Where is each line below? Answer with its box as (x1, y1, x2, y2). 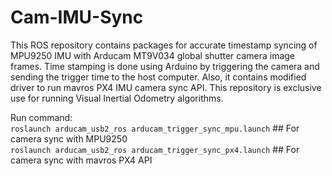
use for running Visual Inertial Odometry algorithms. (10, 92, 224, 104)
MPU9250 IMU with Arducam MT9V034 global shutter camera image (10, 49, 296, 61)
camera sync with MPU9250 (10, 132, 128, 145)
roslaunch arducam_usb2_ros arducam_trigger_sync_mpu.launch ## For (10, 122, 300, 134)
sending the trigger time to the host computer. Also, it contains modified (10, 71, 307, 83)
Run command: (10, 111, 73, 123)
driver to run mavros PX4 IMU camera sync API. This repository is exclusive (10, 81, 322, 93)
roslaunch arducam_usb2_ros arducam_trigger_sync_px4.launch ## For (10, 143, 300, 155)
